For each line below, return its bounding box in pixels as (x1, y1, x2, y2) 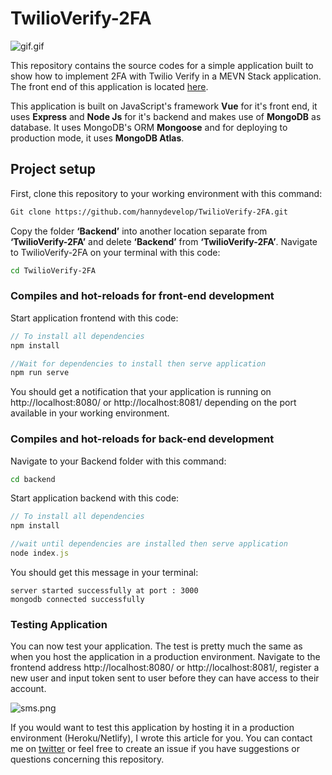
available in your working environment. (10, 407, 170, 419)
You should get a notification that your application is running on (10, 386, 272, 398)
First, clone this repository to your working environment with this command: (10, 187, 323, 199)
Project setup (10, 161, 97, 178)
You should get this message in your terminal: (10, 566, 199, 578)
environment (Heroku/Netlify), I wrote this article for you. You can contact (10, 732, 313, 744)
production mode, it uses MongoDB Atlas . (10, 132, 185, 144)
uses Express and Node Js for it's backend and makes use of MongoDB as (10, 110, 322, 122)
